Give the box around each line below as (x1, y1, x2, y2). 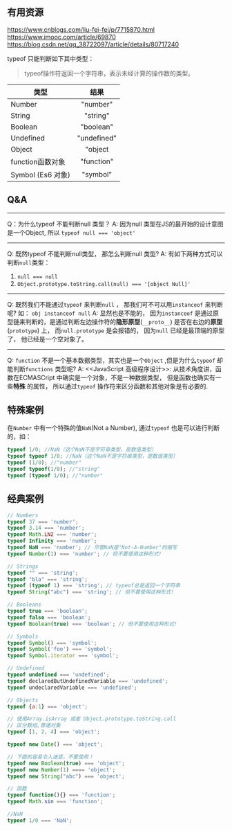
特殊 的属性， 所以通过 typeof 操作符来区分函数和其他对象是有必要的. (13, 382, 209, 390)
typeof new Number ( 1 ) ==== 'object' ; (7, 766, 116, 774)
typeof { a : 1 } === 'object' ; (7, 703, 88, 710)
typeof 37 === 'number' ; (7, 518, 79, 525)
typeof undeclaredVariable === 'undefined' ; (7, 684, 137, 691)
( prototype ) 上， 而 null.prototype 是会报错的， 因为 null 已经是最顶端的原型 (7, 326, 225, 334)
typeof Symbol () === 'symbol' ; (7, 639, 97, 646)
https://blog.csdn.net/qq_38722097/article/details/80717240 (7, 40, 180, 48)
